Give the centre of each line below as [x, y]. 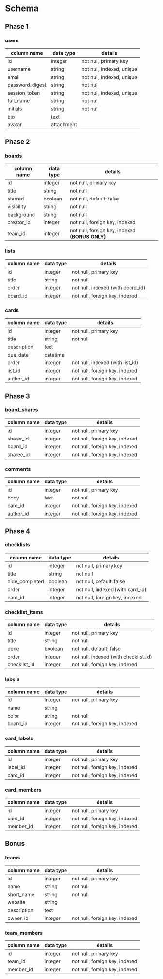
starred [16, 199]
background [21, 214]
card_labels [19, 739]
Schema [22, 9]
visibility [17, 206]
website [16, 902]
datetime [54, 355]
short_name [21, 894]
